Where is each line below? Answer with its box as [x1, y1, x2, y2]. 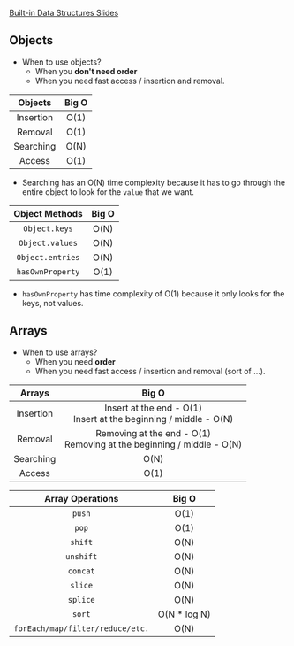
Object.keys [23, 223, 73, 234]
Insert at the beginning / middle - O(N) [73, 412, 234, 425]
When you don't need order [34, 65, 138, 76]
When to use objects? [21, 57, 102, 67]
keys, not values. [21, 297, 84, 308]
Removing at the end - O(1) [95, 427, 212, 439]
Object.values [19, 238, 78, 248]
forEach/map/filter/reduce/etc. [13, 623, 150, 634]
